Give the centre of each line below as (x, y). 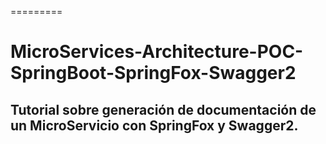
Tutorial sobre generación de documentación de (163, 109)
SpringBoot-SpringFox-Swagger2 (153, 73)
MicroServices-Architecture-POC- (157, 52)
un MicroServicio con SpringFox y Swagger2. (154, 125)
